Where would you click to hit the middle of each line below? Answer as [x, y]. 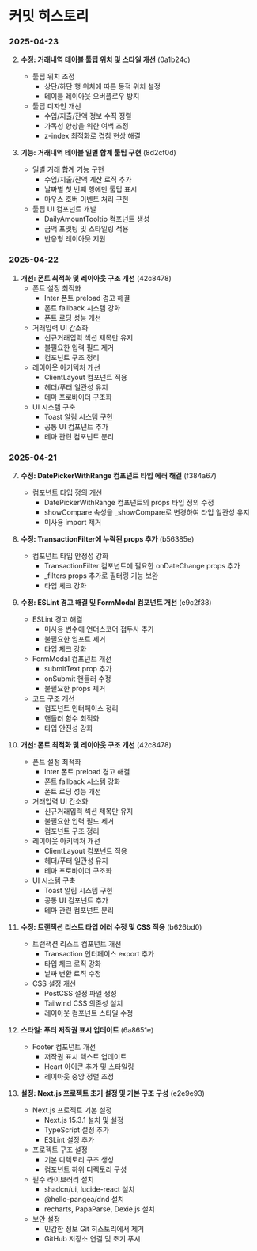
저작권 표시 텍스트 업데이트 [85, 1057]
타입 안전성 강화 [68, 728]
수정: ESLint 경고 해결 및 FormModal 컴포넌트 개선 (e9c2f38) [116, 603]
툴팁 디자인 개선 [57, 106]
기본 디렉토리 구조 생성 [79, 1160]
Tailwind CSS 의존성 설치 [83, 1003]
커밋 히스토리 [49, 16]
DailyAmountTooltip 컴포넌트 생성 [97, 219]
